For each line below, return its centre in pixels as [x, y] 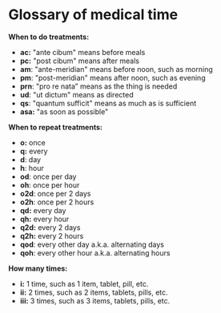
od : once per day [48, 176]
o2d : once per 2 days [55, 193]
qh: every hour [44, 219]
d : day [30, 159]
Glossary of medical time [93, 15]
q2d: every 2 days [50, 227]
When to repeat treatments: [55, 127]
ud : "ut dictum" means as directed [76, 94]
